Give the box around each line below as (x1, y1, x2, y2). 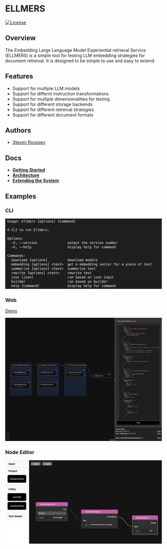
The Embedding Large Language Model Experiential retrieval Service (5, 47, 146, 53)
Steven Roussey (12, 139, 46, 145)
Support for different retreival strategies (12, 107, 94, 112)
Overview (5, 34, 36, 42)
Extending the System (12, 178, 60, 184)
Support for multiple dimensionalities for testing (12, 96, 110, 102)
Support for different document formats (12, 111, 93, 117)
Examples (5, 192, 36, 201)
